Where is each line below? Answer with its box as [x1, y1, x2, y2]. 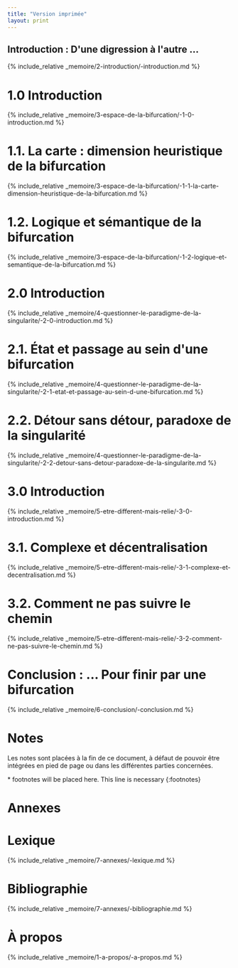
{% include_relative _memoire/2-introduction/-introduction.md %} [7, 62, 200, 71]
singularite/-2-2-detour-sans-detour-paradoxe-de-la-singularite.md [7, 458, 207, 467]
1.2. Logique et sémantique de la [7, 214, 202, 230]
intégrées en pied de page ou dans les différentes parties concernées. [7, 761, 213, 770]
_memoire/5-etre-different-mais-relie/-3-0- [65, 506, 193, 516]
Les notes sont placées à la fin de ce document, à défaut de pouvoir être [7, 753, 220, 762]
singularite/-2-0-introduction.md [7, 317, 103, 325]
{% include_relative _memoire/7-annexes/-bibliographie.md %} [7, 904, 193, 913]
